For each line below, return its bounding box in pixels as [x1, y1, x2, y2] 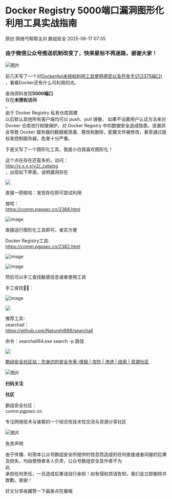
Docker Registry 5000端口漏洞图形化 [5, 5, 164, 16]
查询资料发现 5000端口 [5, 90, 54, 97]
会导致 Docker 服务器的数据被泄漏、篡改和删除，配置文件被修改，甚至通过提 [5, 129, 167, 135]
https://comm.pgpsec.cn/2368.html [5, 206, 80, 213]
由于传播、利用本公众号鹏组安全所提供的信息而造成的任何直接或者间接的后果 [5, 451, 167, 457]
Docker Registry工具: [5, 238, 50, 244]
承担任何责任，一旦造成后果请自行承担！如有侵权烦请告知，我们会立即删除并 [5, 471, 167, 477]
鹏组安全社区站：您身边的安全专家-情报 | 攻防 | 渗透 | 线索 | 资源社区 [5, 359, 149, 365]
